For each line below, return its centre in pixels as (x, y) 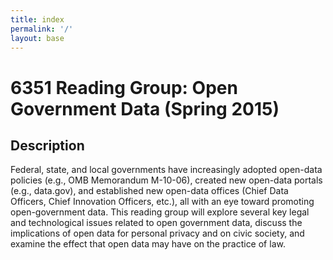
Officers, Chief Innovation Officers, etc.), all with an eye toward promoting (162, 202)
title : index (37, 19)
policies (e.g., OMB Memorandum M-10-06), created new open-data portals (166, 180)
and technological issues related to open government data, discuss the (156, 223)
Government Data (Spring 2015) (145, 108)
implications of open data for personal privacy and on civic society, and (157, 233)
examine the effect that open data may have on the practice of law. (148, 244)
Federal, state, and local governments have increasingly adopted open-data (166, 170)
